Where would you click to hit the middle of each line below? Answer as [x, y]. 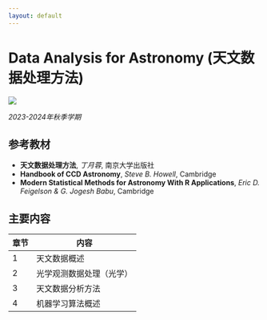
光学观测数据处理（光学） [85, 273]
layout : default [35, 16]
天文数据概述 [61, 259]
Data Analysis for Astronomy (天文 [125, 58]
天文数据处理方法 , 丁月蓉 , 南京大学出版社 [87, 165]
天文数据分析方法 [69, 289]
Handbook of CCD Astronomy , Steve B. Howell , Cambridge [118, 174]
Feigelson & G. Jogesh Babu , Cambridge [87, 191]
